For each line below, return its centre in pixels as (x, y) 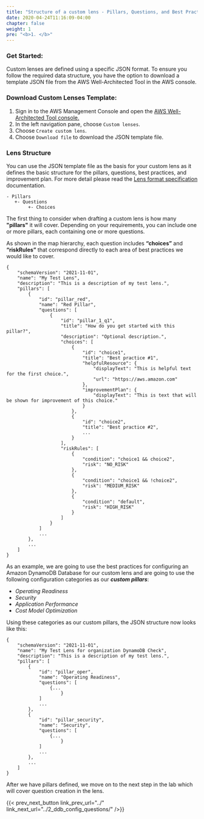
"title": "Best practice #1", (121, 358)
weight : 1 (19, 29)
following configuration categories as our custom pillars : (78, 580)
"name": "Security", (65, 725)
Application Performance (46, 604)
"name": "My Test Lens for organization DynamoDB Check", (92, 651)
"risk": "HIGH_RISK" (108, 507)
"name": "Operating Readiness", (80, 677)
